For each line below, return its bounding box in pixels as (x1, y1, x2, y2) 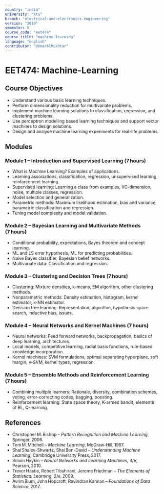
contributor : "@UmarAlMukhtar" (5, 44, 69, 49)
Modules (5, 143, 33, 151)
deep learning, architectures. (12, 339, 71, 345)
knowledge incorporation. (12, 349, 64, 355)
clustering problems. (12, 113, 54, 119)
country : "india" (5, 7, 41, 12)
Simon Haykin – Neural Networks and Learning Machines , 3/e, (12, 458, 138, 464)
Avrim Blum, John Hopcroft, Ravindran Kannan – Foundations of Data (12, 478, 150, 484)
